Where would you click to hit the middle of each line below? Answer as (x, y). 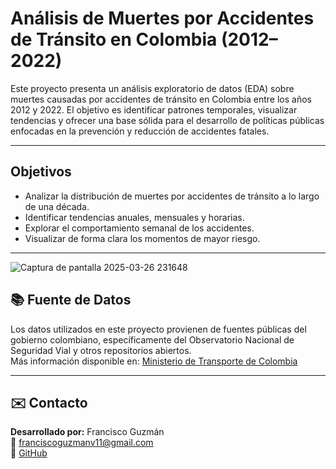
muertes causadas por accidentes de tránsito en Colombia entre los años (161, 99)
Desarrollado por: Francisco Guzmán (87, 432)
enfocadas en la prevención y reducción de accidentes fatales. (140, 131)
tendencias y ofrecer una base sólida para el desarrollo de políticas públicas (167, 120)
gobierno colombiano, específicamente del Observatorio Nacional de (152, 339)
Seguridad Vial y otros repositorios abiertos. (101, 350)
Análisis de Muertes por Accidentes (162, 18)
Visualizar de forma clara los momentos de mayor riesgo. (142, 238)
